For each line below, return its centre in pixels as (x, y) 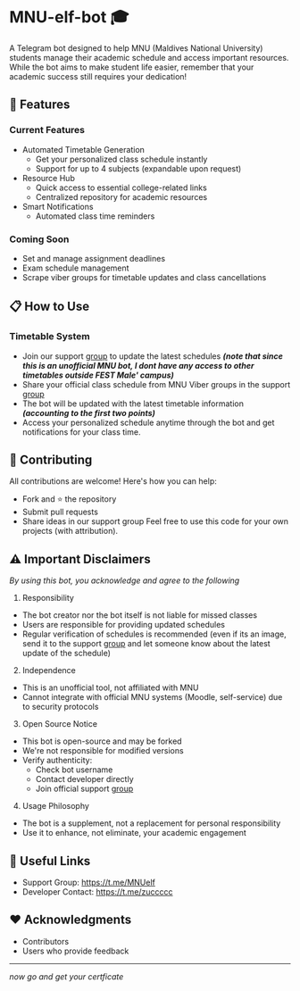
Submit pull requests (60, 512)
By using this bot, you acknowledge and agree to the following (125, 580)
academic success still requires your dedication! (98, 76)
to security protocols (60, 707)
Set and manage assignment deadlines (94, 258)
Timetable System (50, 337)
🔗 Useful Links (50, 861)
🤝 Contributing (51, 460)
